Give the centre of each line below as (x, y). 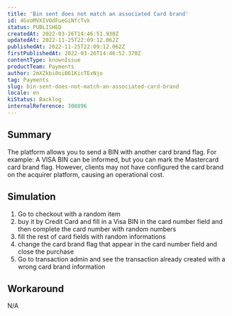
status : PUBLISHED (34, 27)
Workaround (36, 289)
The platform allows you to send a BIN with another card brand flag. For (112, 152)
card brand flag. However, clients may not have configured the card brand (116, 167)
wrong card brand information (61, 266)
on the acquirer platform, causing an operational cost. (86, 174)
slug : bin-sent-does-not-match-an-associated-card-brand (93, 86)
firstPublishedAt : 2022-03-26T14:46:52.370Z (74, 54)
